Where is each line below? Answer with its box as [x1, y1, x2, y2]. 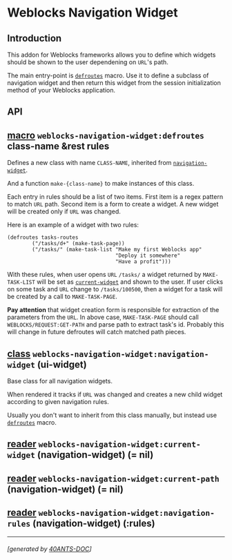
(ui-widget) [37, 358, 88, 370]
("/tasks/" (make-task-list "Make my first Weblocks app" [32, 247, 202, 253]
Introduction [7, 32, 62, 44]
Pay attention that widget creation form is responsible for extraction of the [7, 306, 220, 314]
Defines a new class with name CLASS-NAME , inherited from [7, 159, 172, 167]
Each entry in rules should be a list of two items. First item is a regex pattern [7, 193, 223, 201]
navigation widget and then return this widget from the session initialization [7, 79, 221, 87]
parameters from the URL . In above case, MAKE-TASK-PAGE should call [7, 313, 199, 322]
